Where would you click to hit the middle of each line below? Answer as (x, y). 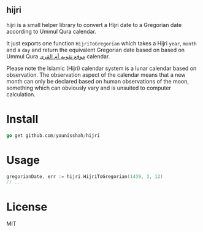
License (27, 207)
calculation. (21, 94)
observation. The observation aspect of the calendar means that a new (96, 75)
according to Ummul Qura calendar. (52, 31)
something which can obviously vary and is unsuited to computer (89, 88)
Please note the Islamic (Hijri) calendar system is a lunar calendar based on (101, 68)
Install (22, 119)
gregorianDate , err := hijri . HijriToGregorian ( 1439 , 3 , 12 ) (85, 176)
